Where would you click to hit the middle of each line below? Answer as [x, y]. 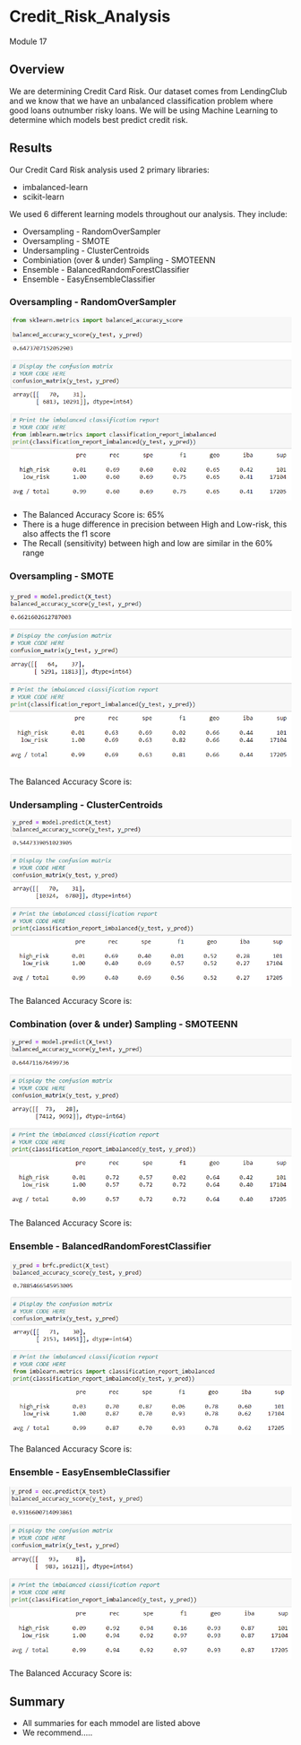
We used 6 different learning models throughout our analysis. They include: [149, 214]
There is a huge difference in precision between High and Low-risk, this [155, 524]
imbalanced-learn [55, 187]
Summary [37, 1701]
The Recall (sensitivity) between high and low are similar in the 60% [147, 544]
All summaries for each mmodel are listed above [111, 1723]
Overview [37, 70]
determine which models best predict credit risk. [99, 119]
